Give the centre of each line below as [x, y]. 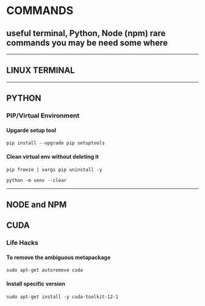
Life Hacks [22, 243]
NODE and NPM [37, 204]
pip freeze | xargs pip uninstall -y [54, 169]
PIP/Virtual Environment [43, 115]
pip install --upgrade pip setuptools [56, 143]
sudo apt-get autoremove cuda [45, 270]
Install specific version [36, 284]
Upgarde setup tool [31, 130]
